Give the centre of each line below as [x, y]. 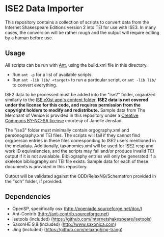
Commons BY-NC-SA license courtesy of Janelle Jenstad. [64, 120]
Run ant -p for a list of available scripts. [53, 75]
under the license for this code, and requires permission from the [73, 105]
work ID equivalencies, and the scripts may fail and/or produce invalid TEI [80, 151]
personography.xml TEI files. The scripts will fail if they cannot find [72, 135]
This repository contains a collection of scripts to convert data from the [77, 22]
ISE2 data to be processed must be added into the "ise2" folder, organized [80, 94]
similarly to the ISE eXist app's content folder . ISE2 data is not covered [77, 100]
